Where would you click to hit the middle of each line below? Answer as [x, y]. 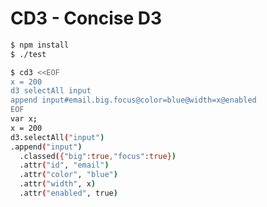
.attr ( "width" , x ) [58, 184]
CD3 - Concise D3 [86, 18]
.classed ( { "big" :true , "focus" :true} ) [98, 156]
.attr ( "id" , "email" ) [64, 165]
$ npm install [40, 45]
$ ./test [28, 54]
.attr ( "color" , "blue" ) [68, 175]
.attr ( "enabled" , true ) [68, 193]
